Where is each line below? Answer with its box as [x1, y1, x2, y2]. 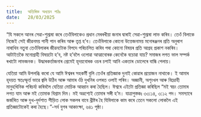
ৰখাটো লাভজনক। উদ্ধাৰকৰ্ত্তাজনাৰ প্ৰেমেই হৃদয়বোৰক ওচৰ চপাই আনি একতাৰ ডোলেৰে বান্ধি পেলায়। [6, 57, 172, 64]
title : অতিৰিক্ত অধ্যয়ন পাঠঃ [6, 8, 61, 15]
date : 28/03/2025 [6, 14, 55, 20]
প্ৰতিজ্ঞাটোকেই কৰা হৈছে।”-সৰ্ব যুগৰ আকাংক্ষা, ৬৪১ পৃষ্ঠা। [6, 103, 105, 110]
